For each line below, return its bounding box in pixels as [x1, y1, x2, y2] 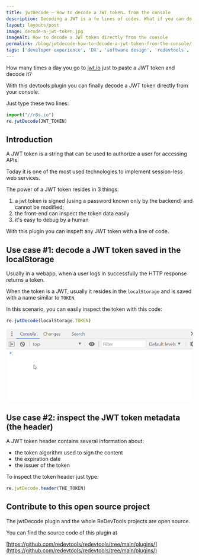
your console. [6, 88, 40, 95]
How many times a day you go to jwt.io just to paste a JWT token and [6, 64, 175, 71]
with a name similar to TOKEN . [6, 294, 76, 301]
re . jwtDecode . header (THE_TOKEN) [6, 485, 86, 492]
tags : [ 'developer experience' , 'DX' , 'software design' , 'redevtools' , [6, 47, 190, 53]
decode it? [6, 70, 32, 77]
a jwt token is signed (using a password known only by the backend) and [14, 198, 193, 205]
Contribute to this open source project [6, 502, 150, 512]
